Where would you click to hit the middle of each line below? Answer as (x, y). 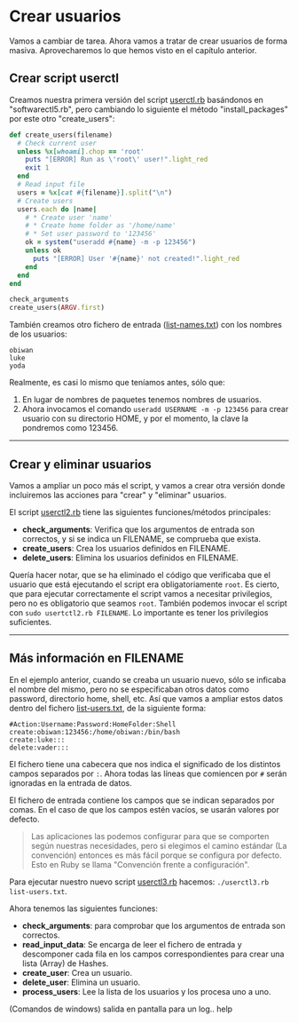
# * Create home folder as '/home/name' (101, 226)
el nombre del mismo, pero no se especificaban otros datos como (129, 689)
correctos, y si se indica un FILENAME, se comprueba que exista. (141, 538)
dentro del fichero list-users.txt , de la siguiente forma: (108, 708)
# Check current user (57, 143)
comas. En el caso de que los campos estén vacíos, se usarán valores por (144, 809)
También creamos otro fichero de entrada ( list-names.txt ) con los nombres (145, 325)
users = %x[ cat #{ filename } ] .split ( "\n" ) (95, 193)
